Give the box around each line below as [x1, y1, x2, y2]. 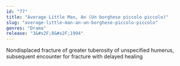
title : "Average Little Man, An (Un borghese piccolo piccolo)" [6, 14, 169, 20]
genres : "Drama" [6, 25, 46, 31]
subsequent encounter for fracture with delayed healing [6, 53, 143, 60]
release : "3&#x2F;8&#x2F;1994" [6, 31, 84, 37]
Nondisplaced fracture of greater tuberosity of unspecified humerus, [6, 47, 174, 54]
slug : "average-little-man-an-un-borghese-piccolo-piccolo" [6, 19, 159, 25]
